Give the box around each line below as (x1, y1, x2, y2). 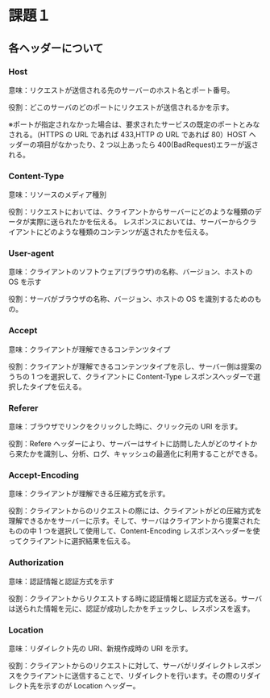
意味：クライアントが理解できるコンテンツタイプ (8, 344, 171, 354)
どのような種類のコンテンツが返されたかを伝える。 (43, 227, 214, 237)
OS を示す (8, 277, 42, 286)
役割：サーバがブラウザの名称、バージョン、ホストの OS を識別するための (8, 295, 255, 304)
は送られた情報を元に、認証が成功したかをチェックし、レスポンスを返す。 (8, 604, 255, 613)
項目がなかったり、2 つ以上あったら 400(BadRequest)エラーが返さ (35, 140, 260, 149)
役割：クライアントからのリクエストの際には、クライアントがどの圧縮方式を (8, 506, 262, 516)
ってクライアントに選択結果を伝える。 (8, 537, 135, 546)
